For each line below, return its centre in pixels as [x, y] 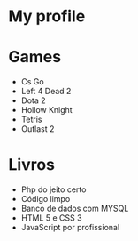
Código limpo [46, 199]
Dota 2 [33, 100]
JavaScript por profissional [70, 228]
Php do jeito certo [54, 189]
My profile [47, 16]
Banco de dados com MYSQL [75, 209]
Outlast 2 [38, 129]
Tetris [31, 120]
